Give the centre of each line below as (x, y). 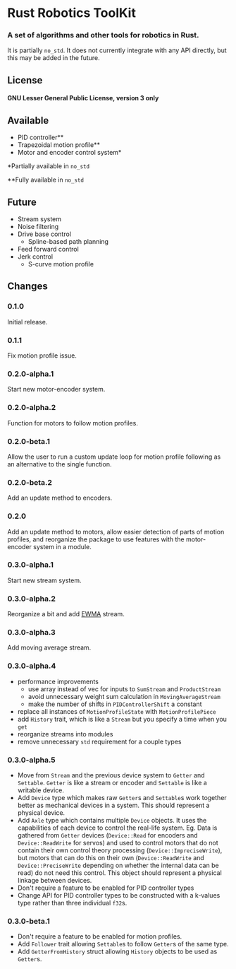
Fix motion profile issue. (42, 356)
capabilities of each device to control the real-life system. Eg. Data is (117, 828)
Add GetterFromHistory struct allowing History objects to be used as (117, 951)
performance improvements (58, 681)
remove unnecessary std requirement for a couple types (99, 741)
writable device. (41, 790)
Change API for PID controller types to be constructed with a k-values (119, 895)
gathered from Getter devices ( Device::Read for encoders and (108, 835)
